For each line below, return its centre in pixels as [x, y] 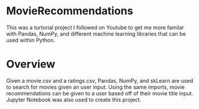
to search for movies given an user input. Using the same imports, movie [96, 87]
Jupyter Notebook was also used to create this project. [74, 99]
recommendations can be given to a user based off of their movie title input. [100, 93]
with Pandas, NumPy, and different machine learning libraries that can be [96, 33]
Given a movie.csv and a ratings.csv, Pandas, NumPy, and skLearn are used [100, 80]
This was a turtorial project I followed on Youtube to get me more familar [95, 27]
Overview [31, 64]
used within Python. [31, 40]
